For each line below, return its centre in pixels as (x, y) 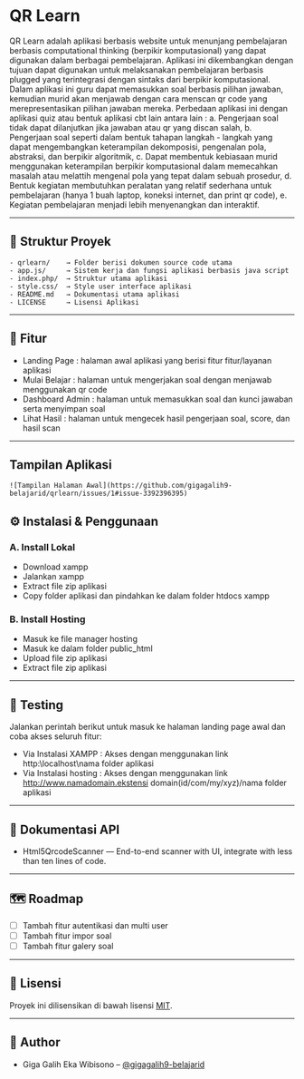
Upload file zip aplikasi (65, 658)
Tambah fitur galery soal (68, 946)
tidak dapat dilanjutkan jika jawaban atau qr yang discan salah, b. (131, 127)
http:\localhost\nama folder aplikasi (88, 763)
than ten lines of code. (64, 860)
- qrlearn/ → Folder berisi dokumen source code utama (121, 262)
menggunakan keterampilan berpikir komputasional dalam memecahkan (144, 166)
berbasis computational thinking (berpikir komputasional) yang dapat (138, 50)
